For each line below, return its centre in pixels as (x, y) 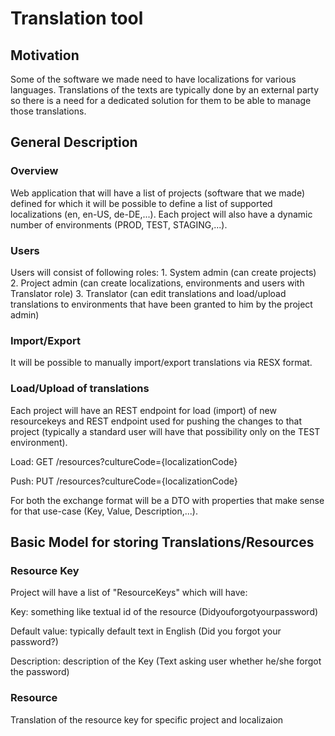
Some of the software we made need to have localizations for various (153, 79)
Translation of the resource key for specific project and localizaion (147, 719)
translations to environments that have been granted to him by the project (161, 304)
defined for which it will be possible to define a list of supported (141, 203)
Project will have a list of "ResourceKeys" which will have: (129, 593)
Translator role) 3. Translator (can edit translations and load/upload (148, 293)
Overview (34, 171)
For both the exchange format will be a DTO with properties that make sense (167, 500)
